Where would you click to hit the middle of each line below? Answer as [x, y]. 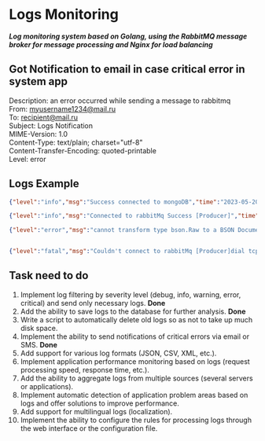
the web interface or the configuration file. [89, 428]
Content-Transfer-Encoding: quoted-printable [83, 150]
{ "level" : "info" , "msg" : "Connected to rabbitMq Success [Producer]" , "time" [134, 216]
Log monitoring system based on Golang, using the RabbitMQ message [128, 36]
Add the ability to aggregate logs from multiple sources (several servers [137, 378]
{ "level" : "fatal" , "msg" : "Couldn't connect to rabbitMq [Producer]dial [127, 252]
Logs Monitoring [64, 15]
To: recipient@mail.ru [43, 117]
